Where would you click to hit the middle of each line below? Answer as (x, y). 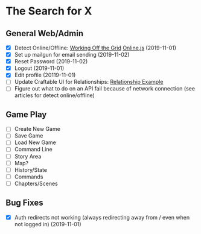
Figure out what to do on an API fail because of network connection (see (105, 89)
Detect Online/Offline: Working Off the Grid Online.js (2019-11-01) (95, 48)
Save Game (29, 136)
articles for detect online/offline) (54, 95)
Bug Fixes (24, 203)
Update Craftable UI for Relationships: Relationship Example (89, 82)
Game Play (26, 114)
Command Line (33, 150)
